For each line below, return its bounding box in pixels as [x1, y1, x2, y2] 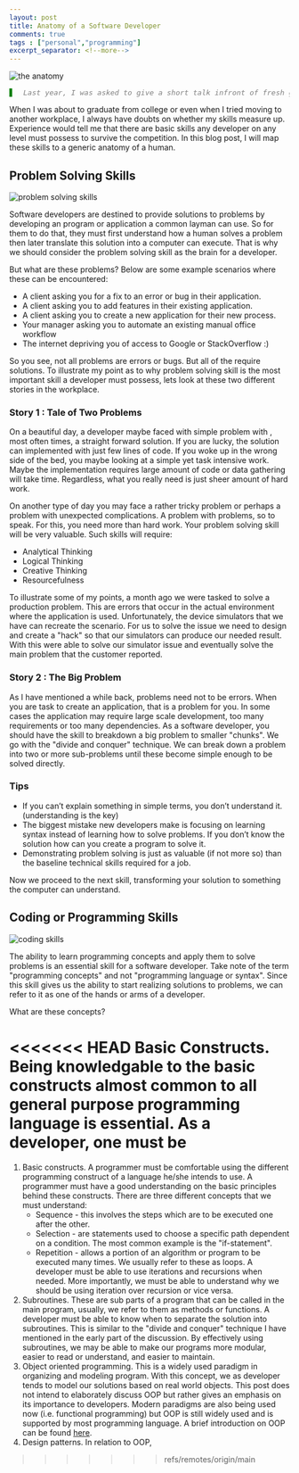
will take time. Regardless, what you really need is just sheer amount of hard [9, 474, 288, 484]
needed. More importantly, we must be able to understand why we [35, 1275, 279, 1286]
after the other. [35, 1219, 91, 1229]
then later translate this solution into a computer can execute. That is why [9, 237, 279, 248]
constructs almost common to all [9, 1075, 258, 1096]
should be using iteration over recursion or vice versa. [35, 1285, 234, 1295]
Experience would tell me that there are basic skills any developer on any [9, 123, 277, 134]
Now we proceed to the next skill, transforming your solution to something [9, 874, 281, 885]
